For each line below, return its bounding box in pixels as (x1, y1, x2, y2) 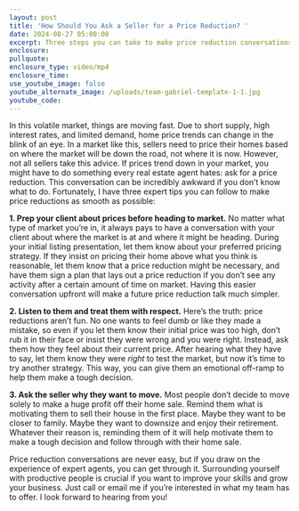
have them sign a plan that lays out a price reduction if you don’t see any (9, 270, 276, 280)
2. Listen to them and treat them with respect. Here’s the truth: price (9, 306, 263, 317)
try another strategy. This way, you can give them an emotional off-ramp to (9, 362, 285, 374)
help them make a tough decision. (9, 372, 133, 383)
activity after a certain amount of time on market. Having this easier (9, 280, 256, 290)
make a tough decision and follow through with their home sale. (9, 437, 242, 448)
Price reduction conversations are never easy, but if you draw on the (9, 454, 261, 465)
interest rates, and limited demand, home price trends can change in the (9, 130, 274, 141)
